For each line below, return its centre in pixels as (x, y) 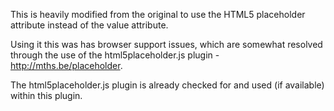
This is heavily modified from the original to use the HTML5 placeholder (158, 14)
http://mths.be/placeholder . (66, 65)
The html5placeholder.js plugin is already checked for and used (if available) (167, 85)
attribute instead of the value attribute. (89, 25)
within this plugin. (46, 95)
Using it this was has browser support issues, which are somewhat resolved (166, 44)
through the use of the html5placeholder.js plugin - (115, 55)
